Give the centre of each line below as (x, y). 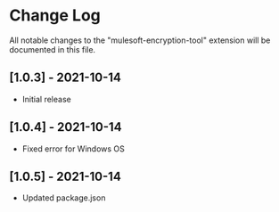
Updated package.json (64, 198)
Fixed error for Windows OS (73, 149)
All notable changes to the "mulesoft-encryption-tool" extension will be (140, 40)
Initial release (46, 99)
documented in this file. (53, 49)
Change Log (55, 16)
